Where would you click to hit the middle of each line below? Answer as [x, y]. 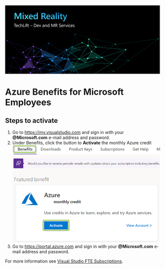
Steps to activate [31, 121]
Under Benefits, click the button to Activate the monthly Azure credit [82, 142]
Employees [28, 102]
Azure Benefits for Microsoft [64, 92]
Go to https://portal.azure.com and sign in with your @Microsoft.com [83, 246]
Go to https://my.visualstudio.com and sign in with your [68, 132]
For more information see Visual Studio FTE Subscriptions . [64, 261]
